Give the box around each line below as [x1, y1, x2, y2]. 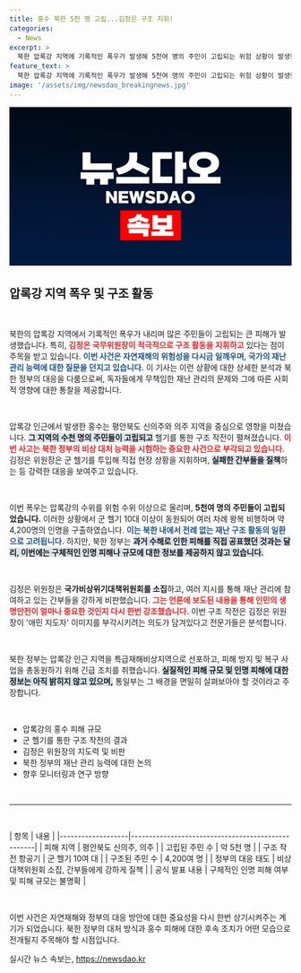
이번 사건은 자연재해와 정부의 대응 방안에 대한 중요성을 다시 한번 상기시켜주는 [9, 912, 278, 923]
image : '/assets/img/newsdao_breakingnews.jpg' [9, 81, 191, 90]
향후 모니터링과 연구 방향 [21, 769, 109, 779]
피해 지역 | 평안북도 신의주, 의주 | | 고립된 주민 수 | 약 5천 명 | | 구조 [44, 842, 278, 853]
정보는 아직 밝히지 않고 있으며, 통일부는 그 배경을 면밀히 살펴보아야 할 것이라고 [9, 676, 280, 687]
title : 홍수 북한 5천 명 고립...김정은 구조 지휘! [9, 14, 174, 23]
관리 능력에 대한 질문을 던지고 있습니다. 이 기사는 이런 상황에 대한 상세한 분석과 [9, 362, 282, 373]
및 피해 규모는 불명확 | [9, 875, 87, 887]
